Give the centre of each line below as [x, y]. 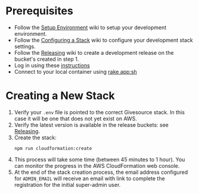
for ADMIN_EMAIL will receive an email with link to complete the [89, 178]
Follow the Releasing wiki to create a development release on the [94, 52]
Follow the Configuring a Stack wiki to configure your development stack [103, 40]
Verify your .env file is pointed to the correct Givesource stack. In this [99, 112]
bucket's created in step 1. [46, 59]
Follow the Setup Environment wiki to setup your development [90, 27]
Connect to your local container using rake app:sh [76, 71]
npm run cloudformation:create [53, 148]
